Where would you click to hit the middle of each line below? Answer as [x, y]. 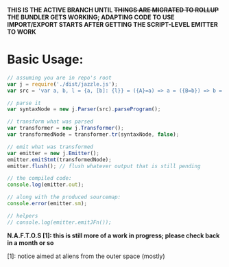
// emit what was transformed [50, 147]
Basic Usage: [45, 59]
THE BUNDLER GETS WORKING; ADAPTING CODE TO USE [91, 17]
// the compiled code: [39, 178]
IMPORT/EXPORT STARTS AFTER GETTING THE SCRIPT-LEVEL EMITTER [112, 24]
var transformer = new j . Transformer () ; [66, 128]
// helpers [23, 216]
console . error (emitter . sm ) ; [47, 204]
